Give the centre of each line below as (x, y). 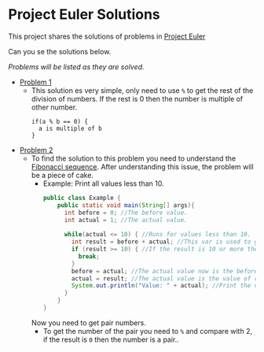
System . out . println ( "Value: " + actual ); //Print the (161, 286)
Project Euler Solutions (84, 15)
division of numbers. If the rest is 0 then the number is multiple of (137, 98)
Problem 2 (36, 150)
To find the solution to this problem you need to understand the (134, 158)
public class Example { (82, 198)
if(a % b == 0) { (60, 121)
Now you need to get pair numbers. (89, 322)
